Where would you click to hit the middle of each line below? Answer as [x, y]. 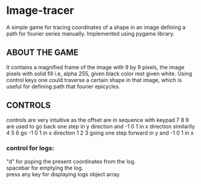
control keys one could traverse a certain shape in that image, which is [94, 80]
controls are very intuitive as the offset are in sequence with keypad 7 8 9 [97, 120]
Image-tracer [40, 11]
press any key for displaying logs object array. [63, 174]
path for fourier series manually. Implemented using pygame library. [91, 33]
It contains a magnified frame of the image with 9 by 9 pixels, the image [95, 67]
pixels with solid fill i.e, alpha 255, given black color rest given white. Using [99, 74]
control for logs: [30, 148]
